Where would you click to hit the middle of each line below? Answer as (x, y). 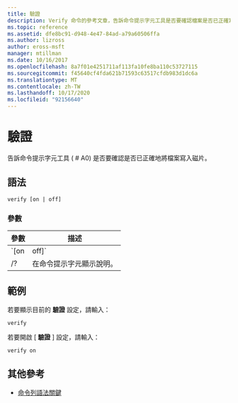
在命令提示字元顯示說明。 (75, 264)
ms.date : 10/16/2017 (38, 60)
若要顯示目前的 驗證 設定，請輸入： (59, 309)
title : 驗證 (24, 14)
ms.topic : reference (38, 27)
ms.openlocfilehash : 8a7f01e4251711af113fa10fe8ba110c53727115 (103, 67)
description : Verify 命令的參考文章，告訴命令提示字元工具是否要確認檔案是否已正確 (118, 21)
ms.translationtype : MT (42, 80)
